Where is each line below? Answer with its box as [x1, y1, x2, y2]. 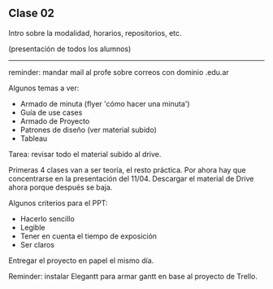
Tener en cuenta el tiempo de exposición [19, 231, 157, 241]
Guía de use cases [19, 107, 83, 117]
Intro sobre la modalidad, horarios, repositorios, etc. [8, 28, 182, 37]
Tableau [19, 134, 48, 143]
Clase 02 [8, 7, 55, 20]
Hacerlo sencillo [19, 213, 75, 223]
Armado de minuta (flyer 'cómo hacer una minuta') [19, 99, 190, 108]
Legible [19, 222, 45, 232]
